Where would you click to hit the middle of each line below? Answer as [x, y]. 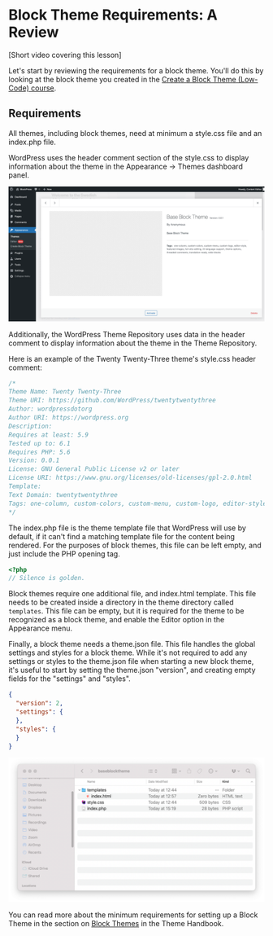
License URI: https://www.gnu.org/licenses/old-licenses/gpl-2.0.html [130, 478]
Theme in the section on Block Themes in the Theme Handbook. [116, 923]
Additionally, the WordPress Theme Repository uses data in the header [127, 334]
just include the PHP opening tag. [64, 554]
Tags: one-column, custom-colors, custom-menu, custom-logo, [114, 503]
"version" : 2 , [39, 703]
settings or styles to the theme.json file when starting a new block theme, [131, 661]
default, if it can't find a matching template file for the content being [122, 536]
